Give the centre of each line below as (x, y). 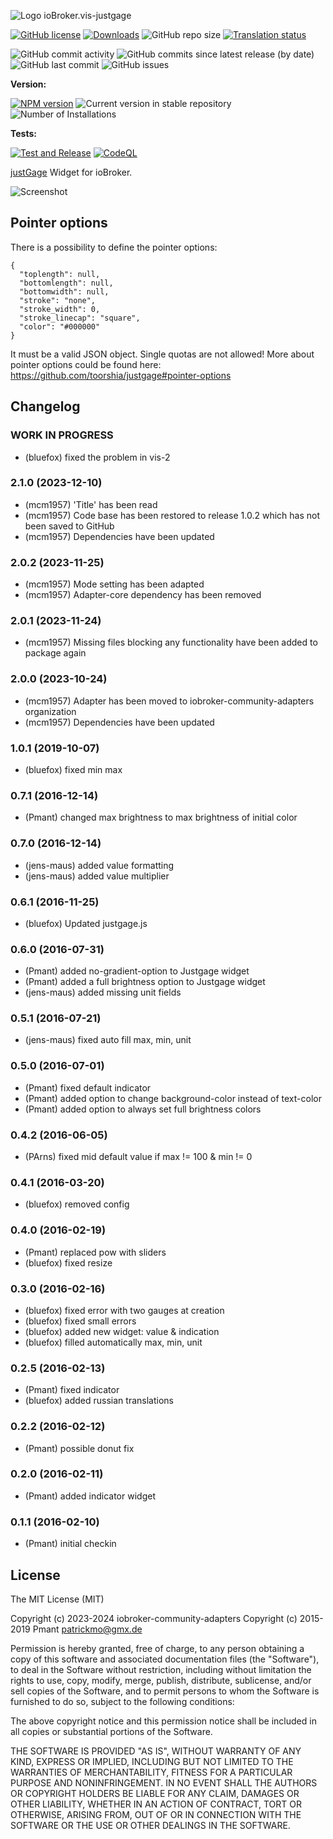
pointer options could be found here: (86, 364)
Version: (28, 84)
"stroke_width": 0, (60, 309)
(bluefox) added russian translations (99, 1401)
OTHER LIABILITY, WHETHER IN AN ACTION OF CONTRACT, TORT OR (156, 1804)
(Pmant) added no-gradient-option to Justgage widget (137, 971)
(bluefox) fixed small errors (80, 1321)
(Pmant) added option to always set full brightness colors (143, 1109)
